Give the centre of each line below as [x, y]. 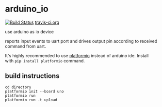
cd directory [18, 87]
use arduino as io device [30, 31]
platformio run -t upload [31, 100]
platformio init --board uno [34, 91]
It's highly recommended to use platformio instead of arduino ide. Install [77, 55]
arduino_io [27, 9]
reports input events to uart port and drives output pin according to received [81, 41]
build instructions [32, 76]
